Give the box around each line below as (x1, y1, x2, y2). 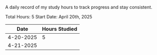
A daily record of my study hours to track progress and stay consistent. (5, 4, 152, 10)
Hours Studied (42, 26, 78, 32)
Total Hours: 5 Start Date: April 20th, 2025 (5, 14, 93, 19)
